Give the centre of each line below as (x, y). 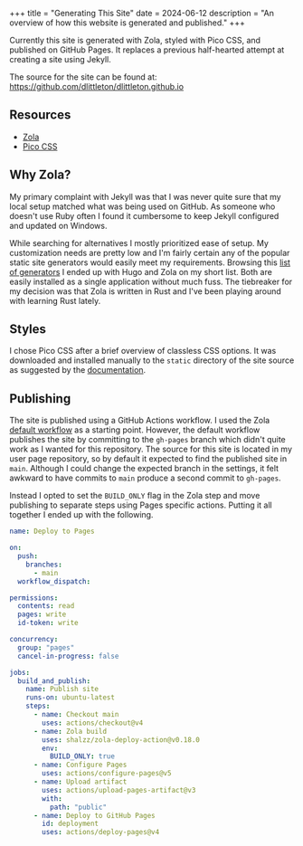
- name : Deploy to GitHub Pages (94, 815)
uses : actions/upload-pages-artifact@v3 (119, 790)
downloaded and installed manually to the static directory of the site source (152, 360)
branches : (44, 565)
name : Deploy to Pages (52, 532)
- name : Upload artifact (80, 782)
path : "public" (78, 807)
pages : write (42, 614)
